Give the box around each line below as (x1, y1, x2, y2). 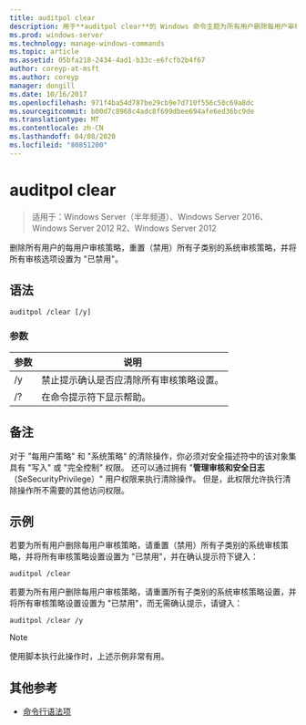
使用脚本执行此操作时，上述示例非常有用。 (9, 651, 169, 662)
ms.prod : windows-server (9, 30, 104, 39)
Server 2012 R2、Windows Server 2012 (68, 223, 217, 233)
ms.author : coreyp (9, 73, 79, 82)
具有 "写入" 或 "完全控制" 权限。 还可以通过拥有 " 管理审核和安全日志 (9, 461, 266, 472)
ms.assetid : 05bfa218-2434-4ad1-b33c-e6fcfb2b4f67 (9, 56, 206, 65)
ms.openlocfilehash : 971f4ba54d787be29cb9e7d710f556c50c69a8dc (9, 98, 255, 108)
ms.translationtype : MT (9, 115, 100, 124)
